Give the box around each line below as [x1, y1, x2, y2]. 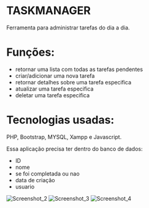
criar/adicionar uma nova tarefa [15, 72, 95, 80]
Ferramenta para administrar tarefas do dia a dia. [6, 24, 130, 31]
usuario [15, 183, 35, 190]
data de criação [15, 176, 55, 184]
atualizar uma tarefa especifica [15, 85, 94, 92]
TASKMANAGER [6, 4, 91, 18]
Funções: [6, 45, 55, 59]
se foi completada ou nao [15, 169, 80, 177]
